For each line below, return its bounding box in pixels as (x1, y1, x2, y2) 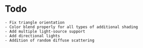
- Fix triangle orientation (5, 20, 65, 25)
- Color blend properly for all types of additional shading (5, 24, 138, 30)
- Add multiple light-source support (5, 29, 86, 34)
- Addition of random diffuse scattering (5, 38, 95, 43)
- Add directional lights (5, 33, 60, 38)
